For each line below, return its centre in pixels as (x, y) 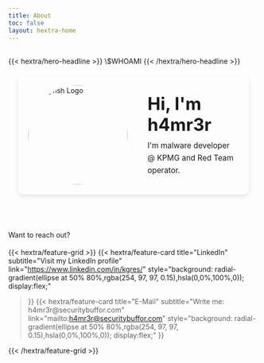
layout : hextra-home (43, 30)
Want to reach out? (39, 235)
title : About (30, 15)
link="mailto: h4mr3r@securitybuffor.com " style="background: (130, 318)
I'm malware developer (189, 146)
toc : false (26, 23)
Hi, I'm (175, 104)
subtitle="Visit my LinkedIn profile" (65, 261)
